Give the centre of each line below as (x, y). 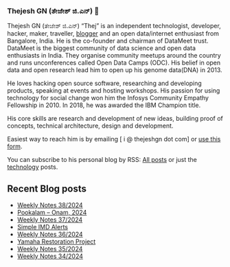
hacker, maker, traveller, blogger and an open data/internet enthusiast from (113, 34)
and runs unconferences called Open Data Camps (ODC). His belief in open (114, 63)
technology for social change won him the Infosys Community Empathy (108, 98)
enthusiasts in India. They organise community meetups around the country (114, 56)
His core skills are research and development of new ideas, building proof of (115, 119)
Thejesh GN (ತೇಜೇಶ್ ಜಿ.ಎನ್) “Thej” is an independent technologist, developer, (114, 26)
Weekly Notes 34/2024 (50, 256)
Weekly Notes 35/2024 (50, 249)
